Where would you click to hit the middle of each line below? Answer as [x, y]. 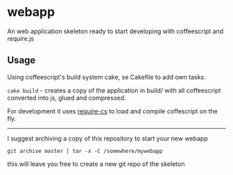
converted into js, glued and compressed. [67, 98]
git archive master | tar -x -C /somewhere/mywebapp [85, 151]
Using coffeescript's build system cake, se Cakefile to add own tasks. [106, 77]
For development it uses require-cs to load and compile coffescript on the [113, 111]
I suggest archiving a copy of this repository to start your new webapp [107, 138]
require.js [21, 38]
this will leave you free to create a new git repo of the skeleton [96, 164]
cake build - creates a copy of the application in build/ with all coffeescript [114, 90]
